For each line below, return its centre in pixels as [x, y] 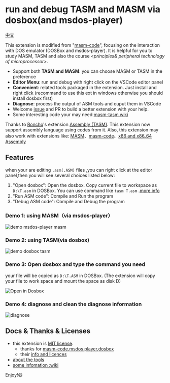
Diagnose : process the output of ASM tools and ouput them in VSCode [87, 103]
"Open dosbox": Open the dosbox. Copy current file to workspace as [85, 185]
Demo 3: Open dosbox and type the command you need [75, 264]
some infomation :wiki [36, 365]
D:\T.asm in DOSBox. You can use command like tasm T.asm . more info [86, 190]
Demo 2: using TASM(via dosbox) [47, 240]
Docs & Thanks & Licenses [48, 331]
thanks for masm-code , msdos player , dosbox [67, 349]
